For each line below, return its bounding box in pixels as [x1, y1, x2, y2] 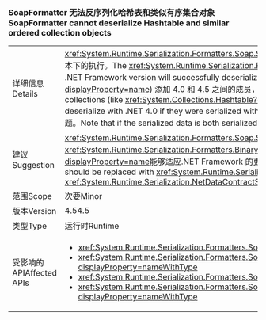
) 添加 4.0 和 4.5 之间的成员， [149, 84, 260, 95]
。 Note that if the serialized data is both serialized [72, 117, 258, 128]
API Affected [12, 268, 58, 279]
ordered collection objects [8, 27, 112, 38]
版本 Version [12, 206, 57, 217]
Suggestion [12, 160, 55, 171]
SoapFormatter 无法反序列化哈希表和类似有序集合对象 [8, 6, 215, 17]
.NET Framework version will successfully [64, 72, 220, 83]
